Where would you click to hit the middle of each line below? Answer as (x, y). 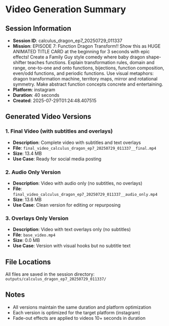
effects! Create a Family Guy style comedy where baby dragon (79, 57)
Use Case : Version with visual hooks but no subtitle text (71, 246)
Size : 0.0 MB (26, 240)
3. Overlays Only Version (37, 218)
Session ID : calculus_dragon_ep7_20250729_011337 (68, 40)
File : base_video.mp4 (34, 235)
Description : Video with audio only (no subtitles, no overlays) (77, 183)
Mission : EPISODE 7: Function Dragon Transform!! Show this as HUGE (87, 46)
